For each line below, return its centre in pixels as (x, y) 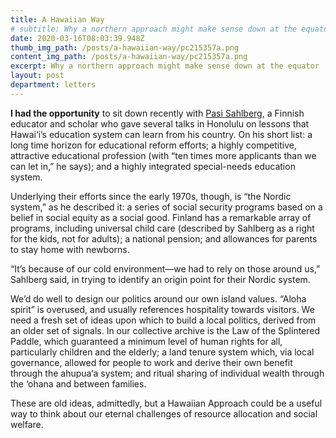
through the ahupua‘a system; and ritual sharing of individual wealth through (167, 373)
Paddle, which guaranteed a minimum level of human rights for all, (146, 341)
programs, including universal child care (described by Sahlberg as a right (162, 228)
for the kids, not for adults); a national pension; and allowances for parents (164, 238)
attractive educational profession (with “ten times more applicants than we (163, 155)
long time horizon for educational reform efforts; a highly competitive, (153, 145)
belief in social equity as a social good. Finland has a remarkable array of (161, 217)
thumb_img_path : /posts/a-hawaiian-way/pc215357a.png (125, 47)
